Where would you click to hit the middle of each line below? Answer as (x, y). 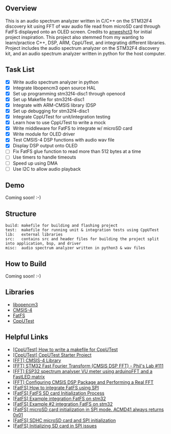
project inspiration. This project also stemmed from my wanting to (75, 37)
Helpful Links (27, 337)
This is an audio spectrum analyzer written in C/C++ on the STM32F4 (79, 21)
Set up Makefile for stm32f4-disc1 (48, 99)
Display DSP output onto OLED (45, 146)
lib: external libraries (34, 235)
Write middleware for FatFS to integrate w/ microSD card (72, 128)
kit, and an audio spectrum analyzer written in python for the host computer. (85, 53)
